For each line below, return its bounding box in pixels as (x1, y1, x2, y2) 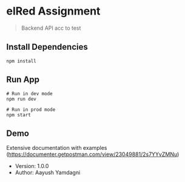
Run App (6, 75, 40, 85)
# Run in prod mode (6, 106, 56, 113)
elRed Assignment (6, 4, 101, 18)
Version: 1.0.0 (15, 163, 49, 170)
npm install (6, 58, 36, 64)
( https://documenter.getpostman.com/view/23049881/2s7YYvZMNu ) (6, 150, 180, 158)
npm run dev (6, 96, 36, 102)
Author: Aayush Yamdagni (15, 169, 81, 177)
